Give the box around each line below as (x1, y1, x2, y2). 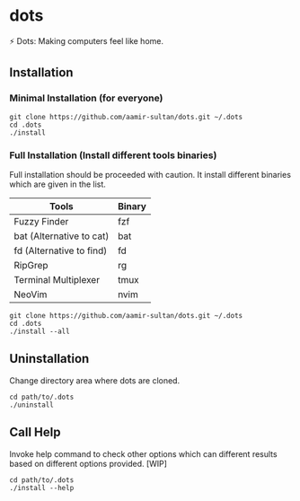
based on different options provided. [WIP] (9, 458, 168, 469)
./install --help (9, 483, 75, 492)
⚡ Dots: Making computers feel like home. (9, 35, 164, 46)
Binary (118, 199, 146, 212)
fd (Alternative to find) (13, 244, 108, 257)
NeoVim (13, 288, 48, 301)
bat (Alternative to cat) (13, 230, 110, 242)
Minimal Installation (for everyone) (9, 92, 163, 104)
